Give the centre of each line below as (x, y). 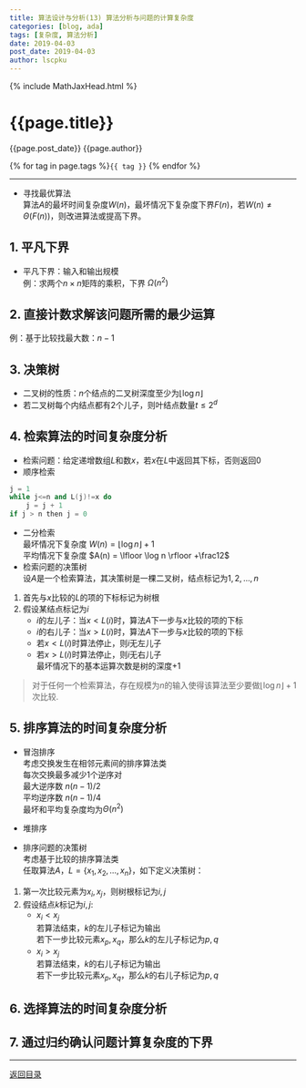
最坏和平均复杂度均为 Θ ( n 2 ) (73, 808)
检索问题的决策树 (55, 567)
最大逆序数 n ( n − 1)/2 (62, 785)
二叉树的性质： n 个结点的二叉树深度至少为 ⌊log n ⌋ (112, 394)
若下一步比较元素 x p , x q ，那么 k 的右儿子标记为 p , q (127, 976)
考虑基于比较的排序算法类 (71, 859)
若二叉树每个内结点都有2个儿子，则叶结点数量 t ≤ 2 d (120, 404)
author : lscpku (38, 60)
